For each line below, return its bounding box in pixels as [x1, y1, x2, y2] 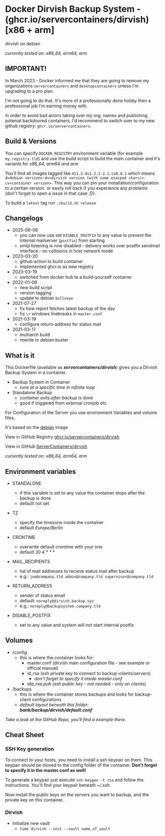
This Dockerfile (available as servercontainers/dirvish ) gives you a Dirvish [5, 365, 158, 370]
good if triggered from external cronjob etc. [19, 400, 108, 406]
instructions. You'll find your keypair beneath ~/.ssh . [5, 782, 111, 788]
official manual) [27, 665, 59, 671]
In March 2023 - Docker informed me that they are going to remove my [5, 77, 149, 83]
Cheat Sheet [5, 731, 44, 739]
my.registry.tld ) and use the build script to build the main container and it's [5, 155, 161, 161]
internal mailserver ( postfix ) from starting [19, 237, 105, 243]
